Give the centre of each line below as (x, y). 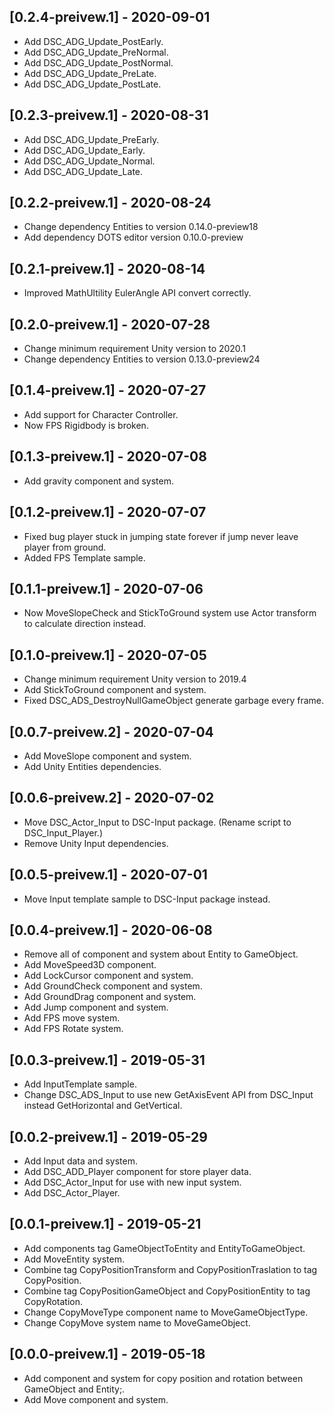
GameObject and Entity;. (74, 1389)
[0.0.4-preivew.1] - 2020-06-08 (111, 930)
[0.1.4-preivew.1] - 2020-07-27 (108, 390)
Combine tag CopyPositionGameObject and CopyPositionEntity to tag (167, 1291)
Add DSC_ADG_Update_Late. (83, 171)
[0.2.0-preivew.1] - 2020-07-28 (110, 324)
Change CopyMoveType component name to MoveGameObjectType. (166, 1312)
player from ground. (65, 547)
